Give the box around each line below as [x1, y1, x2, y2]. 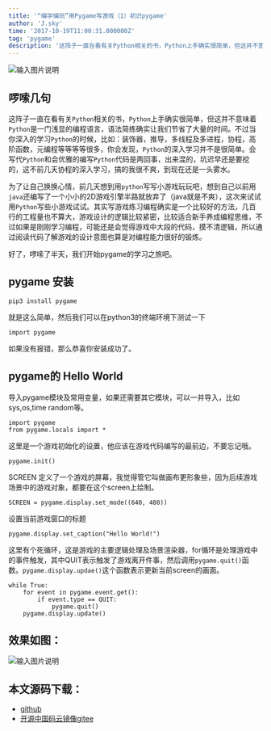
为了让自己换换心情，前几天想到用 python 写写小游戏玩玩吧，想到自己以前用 [8, 181, 256, 191]
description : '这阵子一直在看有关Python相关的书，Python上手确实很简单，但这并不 [8, 42, 259, 50]
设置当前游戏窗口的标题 [8, 514, 86, 523]
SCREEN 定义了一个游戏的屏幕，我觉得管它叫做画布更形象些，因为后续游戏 [8, 472, 258, 481]
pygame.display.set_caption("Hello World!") [8, 530, 161, 538]
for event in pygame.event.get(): [23, 588, 139, 596]
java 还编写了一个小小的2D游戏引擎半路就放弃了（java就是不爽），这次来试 [8, 191, 254, 201]
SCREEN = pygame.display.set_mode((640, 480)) [8, 498, 168, 506]
